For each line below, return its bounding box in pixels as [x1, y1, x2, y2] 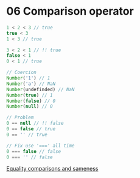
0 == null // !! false [6, 121, 64, 127]
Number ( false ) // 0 [6, 98, 56, 104]
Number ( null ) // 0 [6, 103, 53, 109]
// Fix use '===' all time [6, 143, 75, 149]
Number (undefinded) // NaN [6, 86, 75, 92]
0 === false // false [6, 148, 61, 154]
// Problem [6, 114, 34, 121]
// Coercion [6, 69, 37, 76]
